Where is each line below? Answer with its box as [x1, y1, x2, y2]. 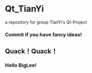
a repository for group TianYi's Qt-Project [5, 19, 87, 25]
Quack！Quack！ [5, 47, 58, 56]
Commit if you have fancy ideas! [5, 31, 82, 38]
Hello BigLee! [5, 62, 37, 69]
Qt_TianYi [5, 3, 44, 14]
